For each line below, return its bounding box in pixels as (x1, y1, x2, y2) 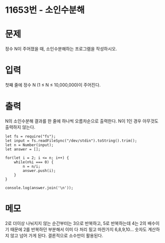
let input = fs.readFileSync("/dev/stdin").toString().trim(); (5, 138, 137, 143)
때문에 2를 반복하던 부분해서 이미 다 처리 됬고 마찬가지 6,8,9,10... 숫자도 (10, 226, 147, 232)
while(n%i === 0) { (14, 160, 54, 165)
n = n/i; (23, 164, 41, 169)
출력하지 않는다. (5, 124, 36, 130)
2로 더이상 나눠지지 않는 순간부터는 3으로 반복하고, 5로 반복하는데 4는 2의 (5, 220, 146, 226)
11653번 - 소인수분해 (5, 4, 85, 16)
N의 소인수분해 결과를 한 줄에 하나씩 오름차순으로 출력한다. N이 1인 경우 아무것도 (5, 118, 159, 124)
